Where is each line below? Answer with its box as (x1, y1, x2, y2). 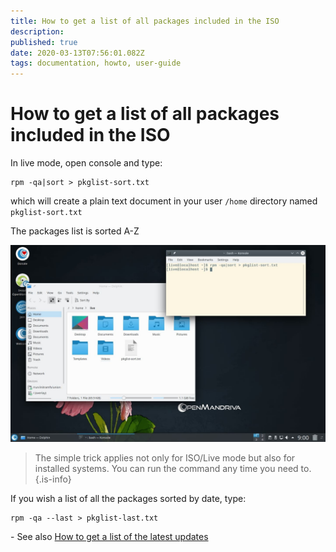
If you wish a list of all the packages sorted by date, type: (10, 493, 247, 505)
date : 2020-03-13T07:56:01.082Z (10, 48, 145, 58)
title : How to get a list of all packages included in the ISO (10, 16, 280, 26)
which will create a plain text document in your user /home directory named (10, 195, 318, 207)
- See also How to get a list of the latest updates (10, 531, 209, 543)
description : (10, 26, 65, 37)
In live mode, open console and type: (10, 157, 163, 169)
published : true (10, 37, 78, 47)
